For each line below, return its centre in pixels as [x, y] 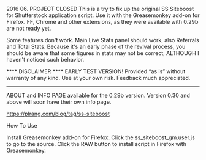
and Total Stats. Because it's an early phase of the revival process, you [96, 46]
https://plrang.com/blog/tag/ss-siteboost [58, 114]
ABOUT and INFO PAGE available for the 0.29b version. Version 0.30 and [98, 95]
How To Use [22, 125]
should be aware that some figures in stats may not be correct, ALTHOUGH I [103, 53]
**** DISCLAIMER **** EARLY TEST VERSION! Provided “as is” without [96, 71]
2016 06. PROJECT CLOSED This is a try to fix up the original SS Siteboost [100, 9]
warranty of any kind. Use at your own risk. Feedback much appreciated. [98, 78]
